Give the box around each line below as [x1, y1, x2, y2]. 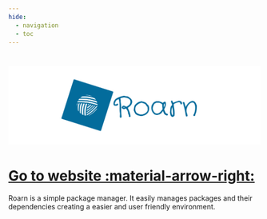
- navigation [15, 21, 59, 30]
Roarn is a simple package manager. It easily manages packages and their [8, 193, 253, 203]
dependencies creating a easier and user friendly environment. [8, 201, 216, 211]
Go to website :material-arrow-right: [8, 166, 255, 185]
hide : [8, 13, 26, 21]
